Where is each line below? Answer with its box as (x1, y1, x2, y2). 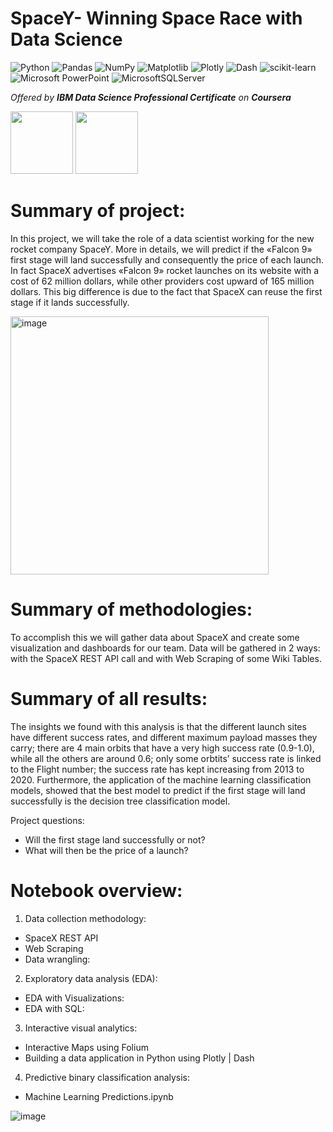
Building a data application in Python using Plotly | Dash (24, 1052, 255, 1064)
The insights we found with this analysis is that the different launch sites (10, 720, 307, 732)
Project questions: (10, 814, 85, 826)
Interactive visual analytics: (24, 1022, 138, 1034)
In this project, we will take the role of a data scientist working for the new (10, 232, 315, 244)
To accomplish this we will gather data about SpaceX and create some (10, 631, 300, 643)
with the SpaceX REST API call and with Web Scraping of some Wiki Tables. (10, 652, 322, 664)
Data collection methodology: (24, 912, 147, 924)
